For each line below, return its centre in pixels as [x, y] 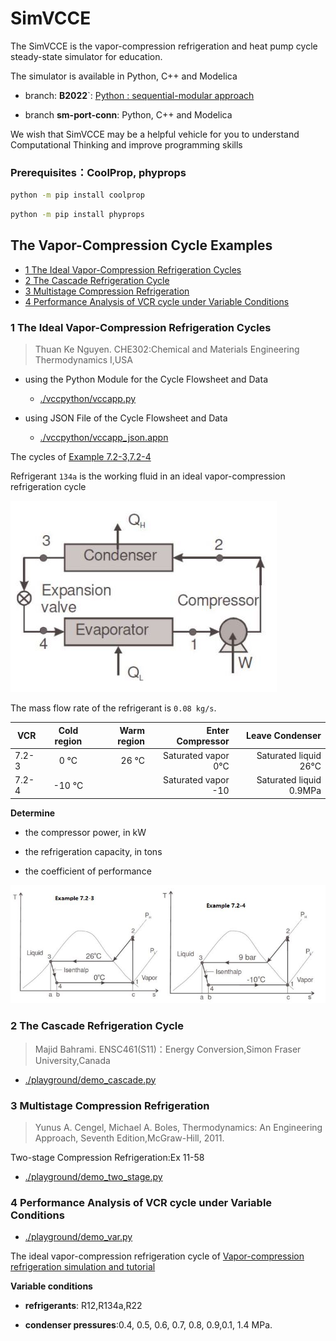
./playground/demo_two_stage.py [93, 1176]
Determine [33, 813]
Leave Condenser [284, 736]
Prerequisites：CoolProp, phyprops [98, 172]
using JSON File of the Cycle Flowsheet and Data [126, 418]
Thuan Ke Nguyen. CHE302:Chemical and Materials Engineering [167, 349]
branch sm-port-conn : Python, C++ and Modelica [128, 114]
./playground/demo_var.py [78, 1237]
